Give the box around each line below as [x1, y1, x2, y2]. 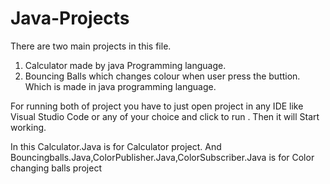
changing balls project [10, 162, 102, 174]
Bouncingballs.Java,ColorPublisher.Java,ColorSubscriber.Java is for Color [10, 151, 315, 163]
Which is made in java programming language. [24, 80, 217, 92]
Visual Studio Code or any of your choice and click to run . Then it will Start [10, 110, 320, 122]
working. [10, 121, 47, 133]
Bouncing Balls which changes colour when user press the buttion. [24, 70, 301, 82]
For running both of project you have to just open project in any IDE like [10, 100, 304, 112]
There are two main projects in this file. [10, 40, 172, 52]
